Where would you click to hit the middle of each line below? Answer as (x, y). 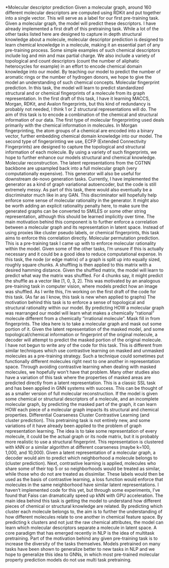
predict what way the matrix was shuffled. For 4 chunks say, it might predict (84, 275)
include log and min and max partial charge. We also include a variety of (80, 56)
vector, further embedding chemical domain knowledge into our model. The (84, 136)
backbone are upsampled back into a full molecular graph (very (71, 168)
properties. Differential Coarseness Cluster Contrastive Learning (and (77, 415)
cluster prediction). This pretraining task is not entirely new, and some (78, 420)
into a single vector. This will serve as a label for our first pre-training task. (82, 18)
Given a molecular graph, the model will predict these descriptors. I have (81, 23)
